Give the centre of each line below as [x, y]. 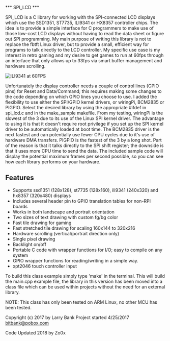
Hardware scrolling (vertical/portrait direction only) [66, 233]
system [20, 255]
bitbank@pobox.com [27, 323]
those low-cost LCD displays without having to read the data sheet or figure [85, 33]
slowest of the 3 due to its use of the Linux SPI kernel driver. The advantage [85, 118]
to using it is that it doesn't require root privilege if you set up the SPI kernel [84, 124]
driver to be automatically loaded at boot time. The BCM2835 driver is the [82, 129]
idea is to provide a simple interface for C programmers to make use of [80, 28]
